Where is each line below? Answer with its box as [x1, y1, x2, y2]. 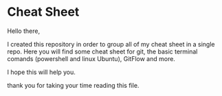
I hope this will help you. [7, 68, 76, 76]
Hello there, [7, 27, 40, 35]
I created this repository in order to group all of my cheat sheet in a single [7, 40, 215, 48]
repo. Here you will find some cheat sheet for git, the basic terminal [7, 47, 198, 56]
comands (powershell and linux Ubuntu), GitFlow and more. [7, 54, 175, 62]
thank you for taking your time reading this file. [7, 81, 140, 89]
